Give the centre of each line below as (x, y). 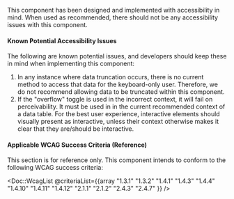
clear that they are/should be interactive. (76, 129)
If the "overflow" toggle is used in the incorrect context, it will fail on (115, 99)
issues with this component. (48, 25)
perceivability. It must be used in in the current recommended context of (121, 106)
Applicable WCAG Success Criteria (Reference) (77, 145)
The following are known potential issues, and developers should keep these (117, 56)
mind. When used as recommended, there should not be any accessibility (112, 17)
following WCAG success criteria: (55, 168)
